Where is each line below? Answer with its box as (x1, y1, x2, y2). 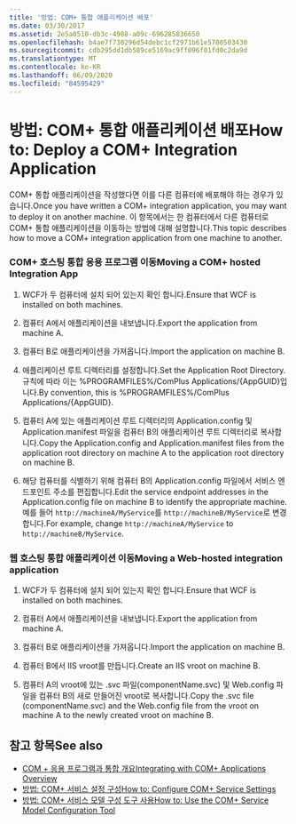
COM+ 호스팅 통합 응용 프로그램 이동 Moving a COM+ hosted (9, 256, 261, 268)
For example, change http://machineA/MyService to (45, 517, 234, 529)
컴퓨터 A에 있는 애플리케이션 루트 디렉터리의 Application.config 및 (21, 415, 253, 426)
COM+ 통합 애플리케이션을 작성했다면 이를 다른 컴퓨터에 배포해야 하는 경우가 (9, 188, 275, 200)
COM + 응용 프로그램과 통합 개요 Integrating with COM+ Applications (21, 763, 267, 773)
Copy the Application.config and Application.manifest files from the (38, 437, 285, 448)
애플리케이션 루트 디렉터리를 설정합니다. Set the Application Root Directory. (21, 364, 286, 375)
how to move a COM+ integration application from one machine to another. (9, 232, 283, 243)
